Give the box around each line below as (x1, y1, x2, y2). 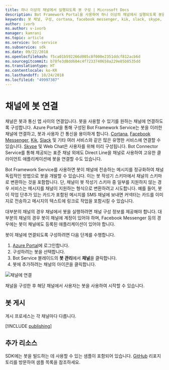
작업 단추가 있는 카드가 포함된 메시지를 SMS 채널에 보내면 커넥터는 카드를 (10, 191, 154, 197)
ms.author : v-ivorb (5, 26, 46, 31)
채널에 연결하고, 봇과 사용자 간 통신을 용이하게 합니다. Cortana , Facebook (5, 131, 151, 137)
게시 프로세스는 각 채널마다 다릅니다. (5, 313, 76, 319)
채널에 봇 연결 (5, 100, 58, 112)
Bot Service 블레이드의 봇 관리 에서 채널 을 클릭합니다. (12, 255, 117, 261)
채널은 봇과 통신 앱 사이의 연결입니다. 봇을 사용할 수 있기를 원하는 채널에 (5, 118, 146, 124)
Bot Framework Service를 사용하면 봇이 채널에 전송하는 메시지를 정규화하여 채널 (5, 166, 164, 172)
